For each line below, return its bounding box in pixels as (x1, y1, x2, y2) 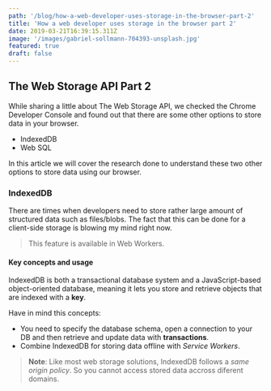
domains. (28, 374, 59, 384)
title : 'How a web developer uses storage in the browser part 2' (8, 19, 237, 28)
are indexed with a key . (8, 293, 87, 303)
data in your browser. (8, 118, 79, 128)
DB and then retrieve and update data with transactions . (19, 333, 209, 342)
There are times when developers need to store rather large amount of (8, 206, 243, 216)
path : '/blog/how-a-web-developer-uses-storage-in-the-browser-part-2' (8, 11, 255, 20)
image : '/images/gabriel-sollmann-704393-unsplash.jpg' (8, 34, 201, 43)
